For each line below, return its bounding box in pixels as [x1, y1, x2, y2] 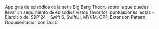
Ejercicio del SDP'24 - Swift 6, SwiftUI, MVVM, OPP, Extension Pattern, [5, 14, 147, 20]
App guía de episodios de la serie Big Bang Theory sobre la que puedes [5, 4, 149, 10]
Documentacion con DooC [5, 19, 58, 25]
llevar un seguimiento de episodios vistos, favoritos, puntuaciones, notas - [5, 9, 154, 15]
